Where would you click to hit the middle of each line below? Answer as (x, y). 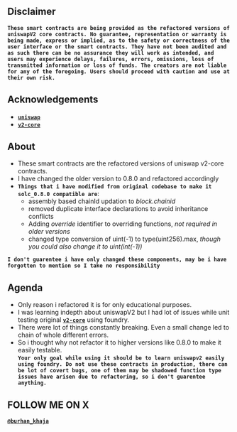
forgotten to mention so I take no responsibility (84, 266)
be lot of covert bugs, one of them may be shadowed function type (119, 371)
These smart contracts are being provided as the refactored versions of (119, 28)
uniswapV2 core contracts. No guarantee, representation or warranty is (117, 34)
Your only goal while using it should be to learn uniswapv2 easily (121, 358)
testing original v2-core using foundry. (73, 320)
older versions (49, 232)
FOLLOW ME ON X (49, 405)
